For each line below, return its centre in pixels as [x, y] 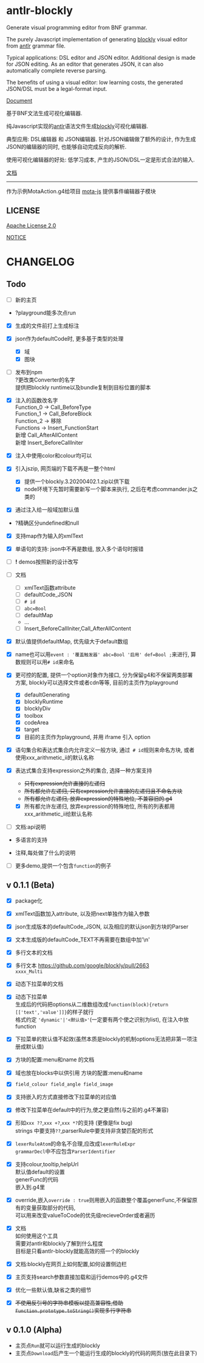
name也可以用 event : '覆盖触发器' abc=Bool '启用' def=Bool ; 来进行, [102, 654]
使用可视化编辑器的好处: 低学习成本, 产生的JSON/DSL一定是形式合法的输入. [101, 160]
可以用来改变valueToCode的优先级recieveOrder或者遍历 [85, 1215]
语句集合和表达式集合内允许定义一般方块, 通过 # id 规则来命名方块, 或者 [105, 749]
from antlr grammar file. [36, 46]
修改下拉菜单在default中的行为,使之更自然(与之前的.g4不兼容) [92, 1110]
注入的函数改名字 [36, 400]
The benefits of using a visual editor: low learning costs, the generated [95, 82]
